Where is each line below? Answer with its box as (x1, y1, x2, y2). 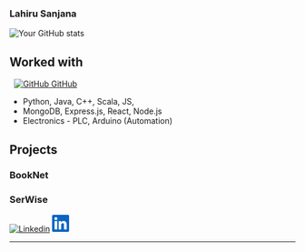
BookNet (9, 169, 49, 182)
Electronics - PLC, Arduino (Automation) (22, 116, 173, 126)
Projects (9, 142, 58, 157)
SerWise (9, 194, 48, 207)
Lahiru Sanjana (9, 7, 77, 20)
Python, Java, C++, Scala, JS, (22, 96, 134, 107)
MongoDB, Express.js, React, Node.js (22, 106, 162, 116)
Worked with (9, 54, 84, 70)
